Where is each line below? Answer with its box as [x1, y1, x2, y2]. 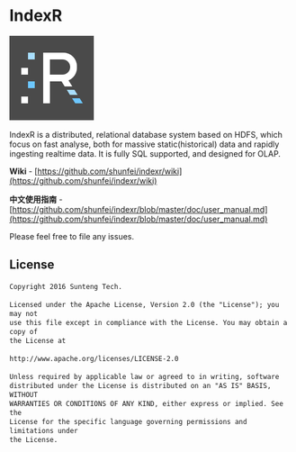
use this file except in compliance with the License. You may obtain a [9, 318, 288, 327]
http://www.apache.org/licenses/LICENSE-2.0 [9, 354, 179, 363]
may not [9, 309, 39, 318]
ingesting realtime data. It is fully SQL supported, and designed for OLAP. [9, 148, 282, 158]
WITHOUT [9, 390, 39, 399]
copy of [9, 327, 39, 336]
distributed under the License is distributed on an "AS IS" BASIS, [9, 381, 272, 390]
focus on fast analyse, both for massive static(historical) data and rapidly [9, 139, 280, 149]
